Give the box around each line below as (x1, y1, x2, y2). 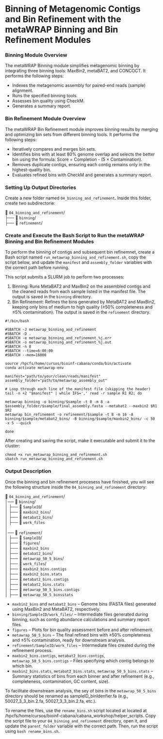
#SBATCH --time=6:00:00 (5, 348, 53, 353)
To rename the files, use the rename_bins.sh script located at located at (5, 707, 147, 713)
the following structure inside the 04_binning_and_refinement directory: (5, 484, 147, 490)
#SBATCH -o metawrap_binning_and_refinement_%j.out (5, 340, 112, 345)
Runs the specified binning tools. (12, 93, 78, 99)
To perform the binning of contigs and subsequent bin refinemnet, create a (5, 249, 155, 255)
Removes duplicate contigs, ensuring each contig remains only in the (12, 161, 150, 167)
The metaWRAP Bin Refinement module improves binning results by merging (5, 126, 158, 132)
